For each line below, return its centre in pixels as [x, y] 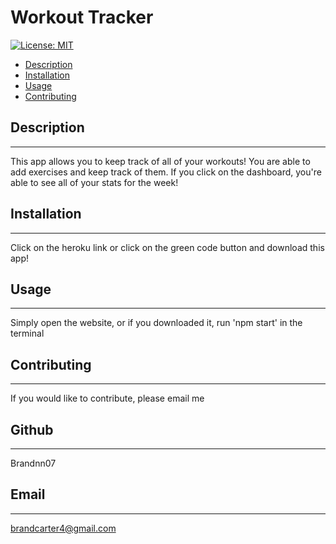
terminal [27, 333]
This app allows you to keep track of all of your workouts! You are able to [160, 161]
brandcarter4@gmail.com [63, 528]
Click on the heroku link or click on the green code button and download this [167, 247]
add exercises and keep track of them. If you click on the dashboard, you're [166, 172]
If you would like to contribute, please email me [107, 398]
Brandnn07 [33, 463]
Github [32, 429]
